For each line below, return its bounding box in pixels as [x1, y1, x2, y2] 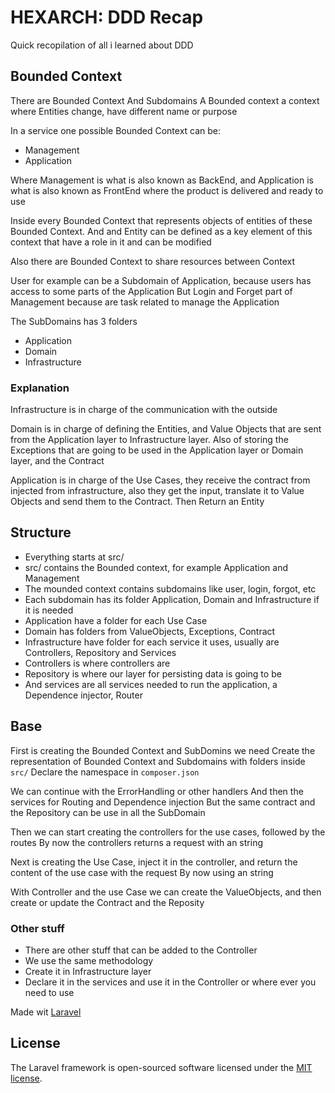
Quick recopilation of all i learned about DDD [10, 39, 194, 51]
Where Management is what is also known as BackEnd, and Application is [10, 174, 314, 186]
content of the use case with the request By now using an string [10, 866, 274, 878]
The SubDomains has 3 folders [10, 315, 138, 327]
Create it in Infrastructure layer [24, 965, 152, 977]
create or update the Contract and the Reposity [10, 896, 205, 908]
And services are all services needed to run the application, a [24, 678, 278, 690]
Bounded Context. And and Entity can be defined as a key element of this [10, 225, 313, 237]
